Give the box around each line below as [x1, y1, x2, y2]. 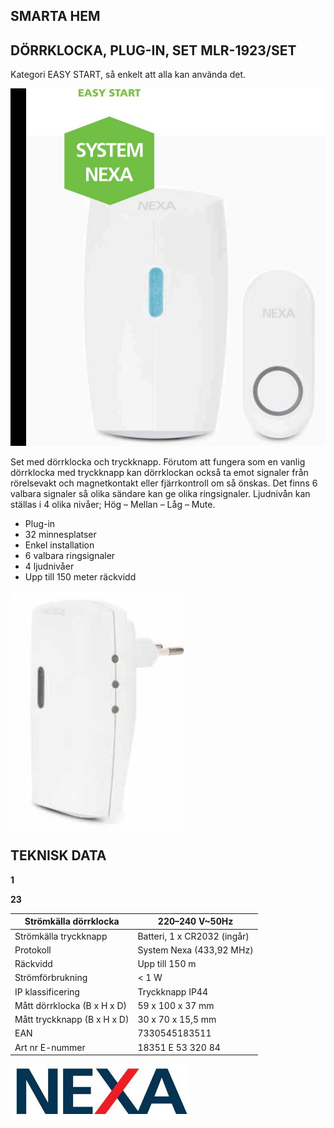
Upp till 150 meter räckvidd [24, 570, 137, 583]
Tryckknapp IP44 [137, 985, 209, 998]
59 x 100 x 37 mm [137, 999, 215, 1011]
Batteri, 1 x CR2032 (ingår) [137, 930, 250, 942]
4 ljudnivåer [24, 560, 75, 572]
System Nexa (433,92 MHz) [137, 944, 254, 956]
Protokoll [14, 944, 52, 956]
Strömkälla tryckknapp [14, 930, 108, 942]
